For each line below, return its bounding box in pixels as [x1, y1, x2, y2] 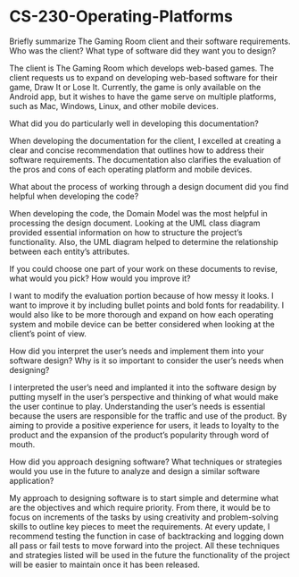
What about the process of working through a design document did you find [9, 181, 289, 191]
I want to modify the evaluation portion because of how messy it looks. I [9, 290, 274, 301]
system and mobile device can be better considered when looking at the [9, 318, 275, 329]
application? [9, 475, 54, 486]
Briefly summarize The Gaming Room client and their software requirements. [9, 36, 291, 47]
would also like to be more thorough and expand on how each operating [9, 309, 274, 319]
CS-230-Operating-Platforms [9, 6, 234, 27]
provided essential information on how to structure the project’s [9, 226, 243, 238]
